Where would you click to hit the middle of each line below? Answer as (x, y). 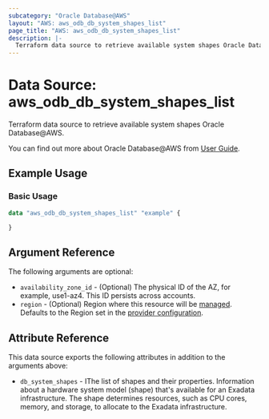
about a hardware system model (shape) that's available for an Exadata (137, 390)
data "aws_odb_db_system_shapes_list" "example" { (94, 213)
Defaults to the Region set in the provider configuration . (112, 312)
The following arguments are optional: (71, 272)
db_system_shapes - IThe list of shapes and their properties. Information (137, 381)
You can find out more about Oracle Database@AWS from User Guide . (124, 148)
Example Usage (48, 173)
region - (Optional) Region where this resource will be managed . (126, 304)
